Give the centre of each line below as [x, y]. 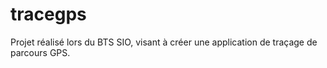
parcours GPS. [40, 52]
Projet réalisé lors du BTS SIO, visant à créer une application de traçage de [164, 42]
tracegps [48, 14]
